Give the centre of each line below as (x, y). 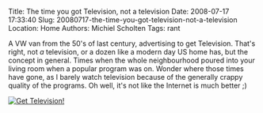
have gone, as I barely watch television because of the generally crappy (126, 77)
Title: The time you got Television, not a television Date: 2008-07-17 (119, 11)
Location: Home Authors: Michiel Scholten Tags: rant (94, 28)
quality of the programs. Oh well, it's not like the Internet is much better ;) (128, 85)
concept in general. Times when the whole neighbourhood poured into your (131, 60)
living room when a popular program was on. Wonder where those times (126, 69)
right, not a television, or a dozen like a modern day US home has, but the (128, 52)
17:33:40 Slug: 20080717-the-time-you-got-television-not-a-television (123, 20)
